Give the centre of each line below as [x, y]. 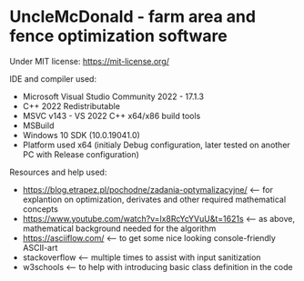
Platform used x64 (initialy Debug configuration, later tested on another [157, 145]
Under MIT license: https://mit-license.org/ [90, 61]
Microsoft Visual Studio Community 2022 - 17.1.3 [113, 96]
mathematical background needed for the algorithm [119, 228]
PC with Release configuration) [81, 154]
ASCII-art [40, 247]
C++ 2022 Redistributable [71, 105]
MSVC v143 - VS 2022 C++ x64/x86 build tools [111, 115]
